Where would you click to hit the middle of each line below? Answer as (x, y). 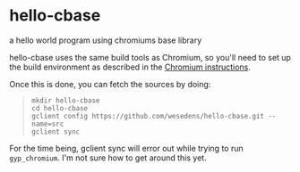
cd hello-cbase (60, 108)
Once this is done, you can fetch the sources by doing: (110, 84)
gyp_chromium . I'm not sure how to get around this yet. (108, 158)
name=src (47, 124)
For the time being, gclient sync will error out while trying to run (126, 148)
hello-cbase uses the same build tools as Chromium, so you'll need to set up (150, 57)
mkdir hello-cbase (65, 100)
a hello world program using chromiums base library (106, 40)
